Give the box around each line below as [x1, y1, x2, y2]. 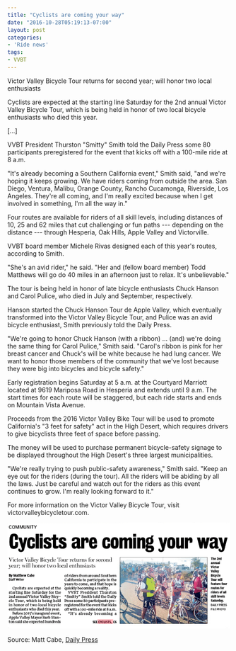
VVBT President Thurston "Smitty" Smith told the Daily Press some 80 [7, 140, 211, 149]
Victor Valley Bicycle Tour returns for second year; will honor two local [7, 77, 212, 85]
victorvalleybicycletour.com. [7, 508, 90, 516]
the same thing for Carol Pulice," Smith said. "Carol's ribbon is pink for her [7, 341, 223, 350]
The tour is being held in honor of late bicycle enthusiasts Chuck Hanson [7, 284, 219, 293]
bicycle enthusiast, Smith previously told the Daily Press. [7, 320, 172, 329]
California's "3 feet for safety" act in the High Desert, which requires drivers [7, 421, 228, 430]
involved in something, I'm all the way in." [7, 199, 128, 208]
